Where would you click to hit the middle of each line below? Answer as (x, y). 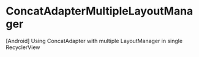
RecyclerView (23, 47)
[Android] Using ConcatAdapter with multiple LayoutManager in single (94, 41)
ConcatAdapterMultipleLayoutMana (99, 11)
